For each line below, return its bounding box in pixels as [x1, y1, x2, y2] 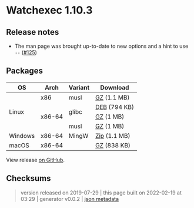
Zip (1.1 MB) [95, 131, 131, 140]
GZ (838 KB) [95, 141, 131, 149]
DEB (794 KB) [95, 103, 134, 111]
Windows [9, 131, 35, 140]
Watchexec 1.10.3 [6, 4, 93, 17]
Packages [6, 66, 43, 76]
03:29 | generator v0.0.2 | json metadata [20, 195, 119, 202]
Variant [68, 83, 90, 91]
